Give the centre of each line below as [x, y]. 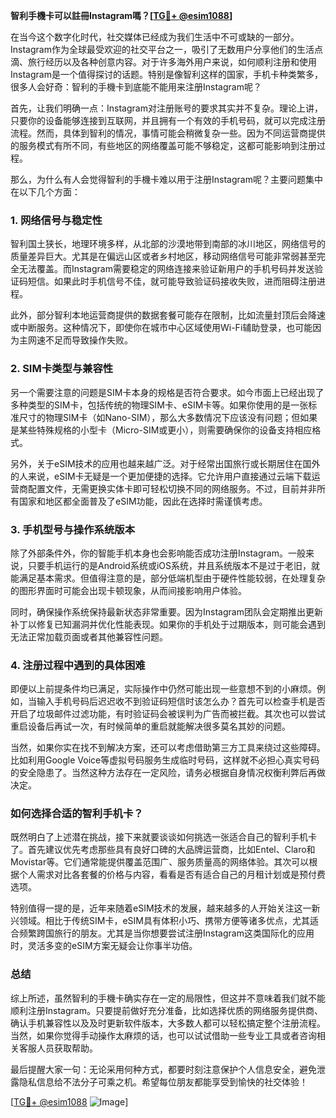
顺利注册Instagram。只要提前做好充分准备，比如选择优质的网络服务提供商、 [166, 1010]
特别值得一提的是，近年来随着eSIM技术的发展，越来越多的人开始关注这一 [161, 908]
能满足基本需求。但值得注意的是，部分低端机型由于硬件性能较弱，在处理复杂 [168, 578]
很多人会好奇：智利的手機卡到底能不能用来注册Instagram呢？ [136, 87]
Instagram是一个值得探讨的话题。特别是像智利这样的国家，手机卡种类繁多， [166, 74]
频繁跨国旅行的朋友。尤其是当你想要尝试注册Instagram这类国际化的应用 [166, 933]
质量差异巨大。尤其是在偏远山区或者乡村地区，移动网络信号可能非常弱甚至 [163, 256]
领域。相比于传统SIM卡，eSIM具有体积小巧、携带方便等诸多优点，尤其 [164, 921]
